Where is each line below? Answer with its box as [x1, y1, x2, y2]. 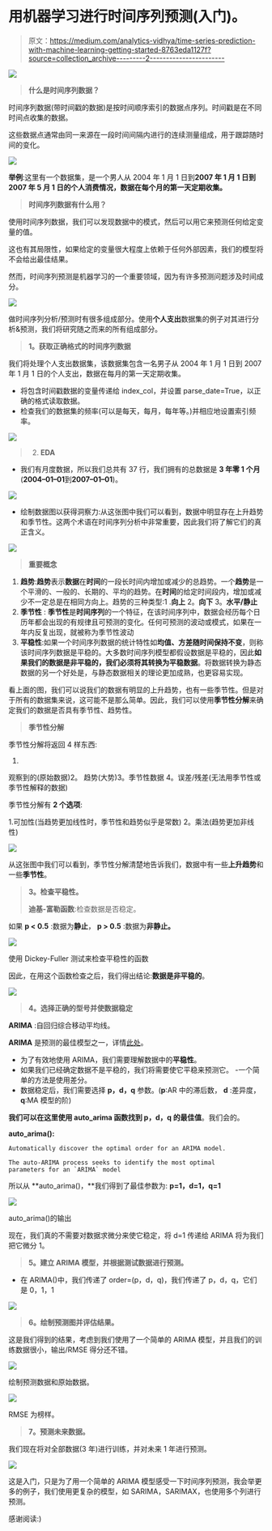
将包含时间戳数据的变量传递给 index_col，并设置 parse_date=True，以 [19, 385, 254, 395]
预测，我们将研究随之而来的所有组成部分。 [19, 324, 163, 334]
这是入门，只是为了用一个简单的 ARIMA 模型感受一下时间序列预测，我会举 [8, 1476, 255, 1486]
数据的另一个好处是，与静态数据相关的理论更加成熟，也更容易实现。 [19, 667, 248, 677]
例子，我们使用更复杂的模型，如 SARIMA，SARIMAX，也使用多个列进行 [22, 1486, 261, 1496]
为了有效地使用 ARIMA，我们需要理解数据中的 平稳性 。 [19, 1054, 202, 1065]
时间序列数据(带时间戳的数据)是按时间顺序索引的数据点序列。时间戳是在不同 [8, 102, 262, 112]
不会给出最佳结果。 [8, 254, 73, 264]
